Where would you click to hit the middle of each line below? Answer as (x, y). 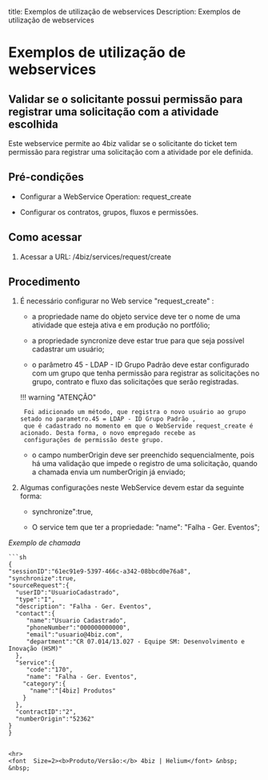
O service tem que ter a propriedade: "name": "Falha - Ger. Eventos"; (146, 527)
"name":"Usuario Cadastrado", (76, 621)
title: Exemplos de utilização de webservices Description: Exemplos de (125, 12)
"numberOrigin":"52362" (55, 719)
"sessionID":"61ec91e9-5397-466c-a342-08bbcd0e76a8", (100, 572)
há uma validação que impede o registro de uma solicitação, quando (144, 464)
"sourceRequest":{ (39, 586)
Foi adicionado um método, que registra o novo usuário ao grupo (135, 412)
